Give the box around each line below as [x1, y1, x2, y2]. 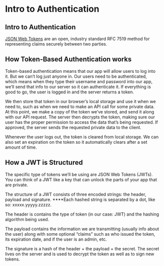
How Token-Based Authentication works [5, 55, 132, 64]
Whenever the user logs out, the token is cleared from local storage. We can [5, 133, 159, 140]
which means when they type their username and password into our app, [5, 78, 153, 84]
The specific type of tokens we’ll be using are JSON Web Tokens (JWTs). [5, 171, 153, 177]
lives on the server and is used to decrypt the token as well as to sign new [5, 251, 155, 257]
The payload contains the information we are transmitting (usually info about [5, 226, 159, 232]
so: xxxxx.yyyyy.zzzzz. [5, 201, 52, 207]
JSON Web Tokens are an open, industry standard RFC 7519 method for [5, 36, 150, 42]
